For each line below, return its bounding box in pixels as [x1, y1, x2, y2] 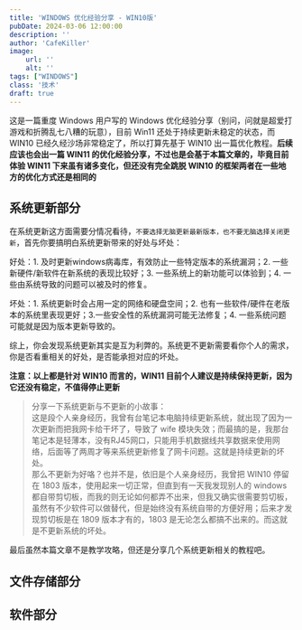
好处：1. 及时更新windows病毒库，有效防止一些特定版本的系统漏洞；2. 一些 [9, 257, 288, 268]
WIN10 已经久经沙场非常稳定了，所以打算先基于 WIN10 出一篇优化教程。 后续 [9, 137, 294, 148]
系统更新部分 [9, 200, 81, 215]
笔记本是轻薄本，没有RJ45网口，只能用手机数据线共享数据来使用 [31, 435, 273, 446]
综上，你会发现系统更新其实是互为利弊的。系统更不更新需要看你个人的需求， [9, 340, 294, 351]
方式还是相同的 [40, 171, 96, 182]
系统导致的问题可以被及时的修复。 [24, 279, 151, 290]
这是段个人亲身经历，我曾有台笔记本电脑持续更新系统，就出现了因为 [31, 412, 285, 423]
